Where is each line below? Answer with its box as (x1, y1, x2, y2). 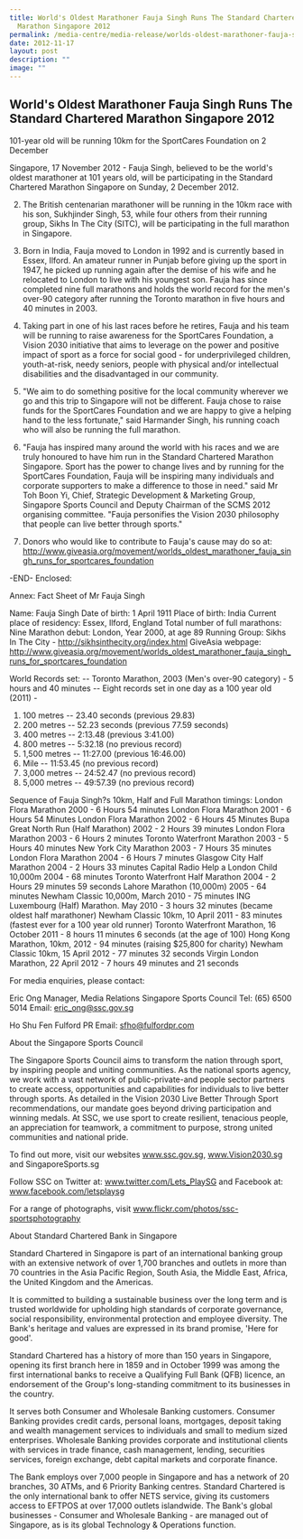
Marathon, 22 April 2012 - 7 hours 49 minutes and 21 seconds (9, 957, 239, 968)
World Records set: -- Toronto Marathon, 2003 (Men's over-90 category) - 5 (9, 673, 294, 684)
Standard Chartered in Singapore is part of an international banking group (9, 1247, 283, 1258)
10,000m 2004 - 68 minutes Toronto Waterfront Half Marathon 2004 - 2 (9, 871, 277, 881)
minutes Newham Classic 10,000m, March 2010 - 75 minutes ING (9, 891, 251, 901)
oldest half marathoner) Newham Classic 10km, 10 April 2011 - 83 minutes (9, 909, 282, 920)
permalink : (9, 30, 50, 39)
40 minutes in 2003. (22, 303, 97, 313)
